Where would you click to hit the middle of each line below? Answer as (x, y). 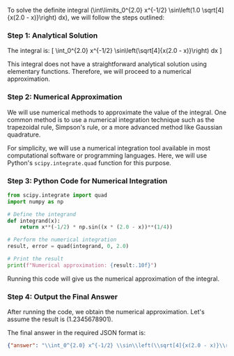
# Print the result (36, 259)
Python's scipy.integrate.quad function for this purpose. (89, 162)
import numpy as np (36, 201)
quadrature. (24, 134)
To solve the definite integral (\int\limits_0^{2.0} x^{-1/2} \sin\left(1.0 (104, 10)
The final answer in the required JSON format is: (77, 333)
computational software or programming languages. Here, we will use (107, 155)
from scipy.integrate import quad (57, 195)
